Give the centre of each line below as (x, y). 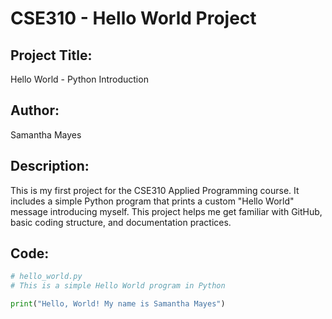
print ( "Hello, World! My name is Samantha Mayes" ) (118, 304)
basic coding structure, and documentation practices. (121, 222)
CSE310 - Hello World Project (133, 18)
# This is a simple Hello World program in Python (118, 286)
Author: (35, 110)
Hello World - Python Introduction (79, 79)
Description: (50, 166)
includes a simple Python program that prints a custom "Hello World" (152, 201)
